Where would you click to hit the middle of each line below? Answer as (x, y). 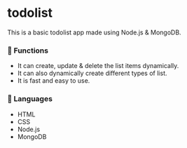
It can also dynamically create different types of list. (92, 73)
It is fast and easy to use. (54, 81)
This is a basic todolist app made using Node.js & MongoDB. (94, 32)
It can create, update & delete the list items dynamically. (98, 66)
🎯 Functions (28, 51)
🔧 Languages (30, 99)
